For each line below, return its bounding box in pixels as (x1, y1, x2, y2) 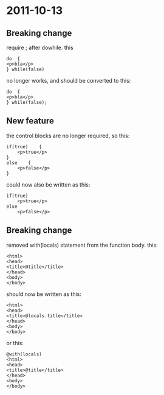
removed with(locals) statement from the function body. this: (6, 241, 158, 249)
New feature (6, 116, 55, 126)
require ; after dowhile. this (6, 44, 74, 51)
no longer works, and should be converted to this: (6, 77, 131, 84)
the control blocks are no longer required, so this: (6, 132, 130, 139)
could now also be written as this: (6, 180, 91, 188)
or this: (6, 339, 24, 346)
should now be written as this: (6, 290, 82, 298)
